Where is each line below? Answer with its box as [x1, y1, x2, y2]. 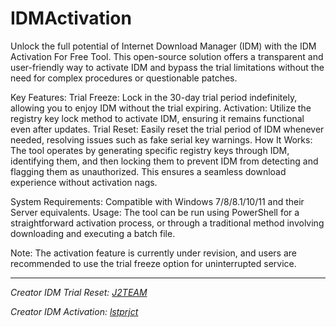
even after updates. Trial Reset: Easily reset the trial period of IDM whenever [10, 123, 325, 135]
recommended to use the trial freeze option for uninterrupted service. [10, 257, 297, 269]
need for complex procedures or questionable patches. [10, 72, 238, 84]
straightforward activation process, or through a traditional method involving [10, 217, 325, 229]
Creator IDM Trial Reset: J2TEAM [10, 286, 148, 298]
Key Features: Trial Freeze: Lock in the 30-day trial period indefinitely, [10, 91, 298, 103]
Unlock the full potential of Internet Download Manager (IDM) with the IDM [10, 40, 317, 52]
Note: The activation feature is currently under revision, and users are [10, 247, 297, 259]
